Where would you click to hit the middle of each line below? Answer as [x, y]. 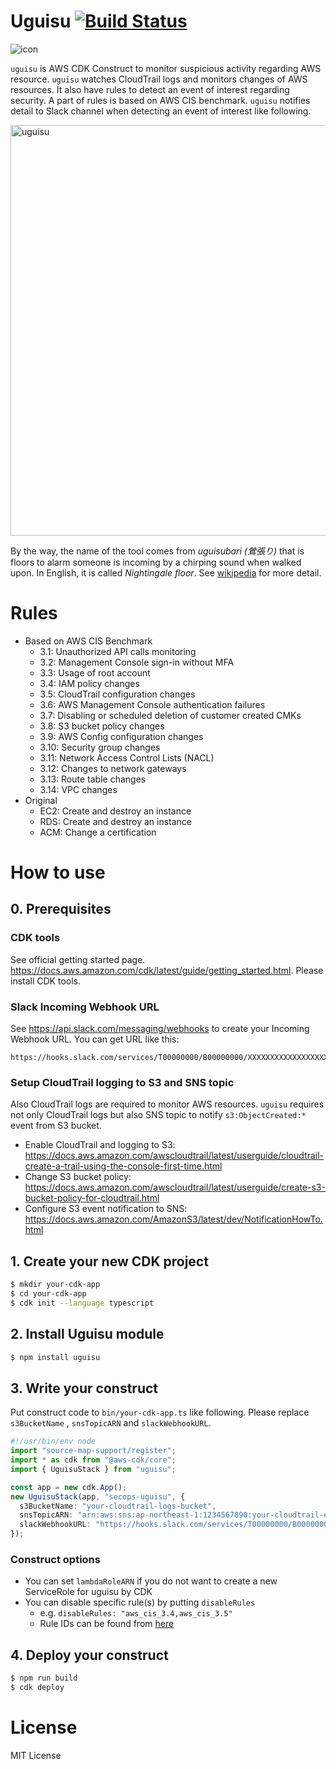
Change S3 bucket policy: [78, 1177]
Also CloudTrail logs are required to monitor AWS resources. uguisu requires [167, 1104]
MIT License [36, 1755]
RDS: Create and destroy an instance [116, 821]
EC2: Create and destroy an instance [115, 811]
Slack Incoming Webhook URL [85, 1007]
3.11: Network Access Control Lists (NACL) [127, 757]
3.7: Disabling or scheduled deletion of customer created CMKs [170, 715]
